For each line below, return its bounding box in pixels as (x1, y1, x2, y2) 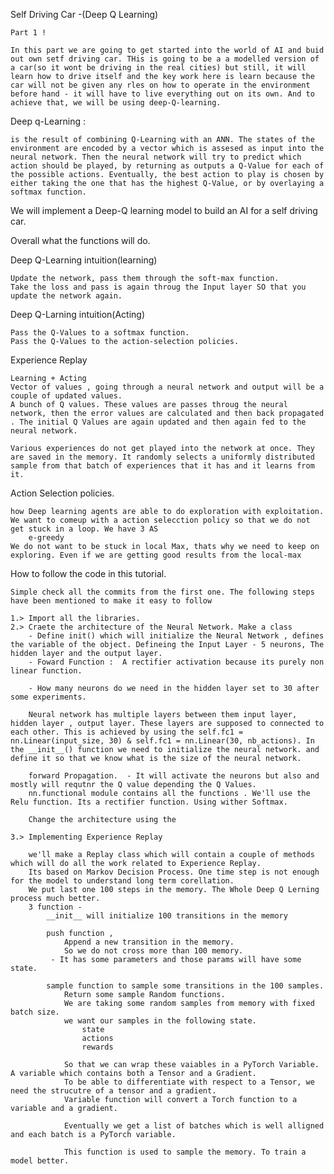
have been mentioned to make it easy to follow (10, 596, 213, 606)
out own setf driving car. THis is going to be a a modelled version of (10, 54, 320, 64)
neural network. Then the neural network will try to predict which (10, 152, 302, 162)
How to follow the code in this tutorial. (10, 568, 167, 579)
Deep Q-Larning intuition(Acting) (10, 309, 146, 320)
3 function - (28, 902, 83, 912)
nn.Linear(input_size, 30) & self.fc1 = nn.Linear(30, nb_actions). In (10, 736, 315, 746)
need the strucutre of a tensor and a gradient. (10, 1086, 217, 1096)
